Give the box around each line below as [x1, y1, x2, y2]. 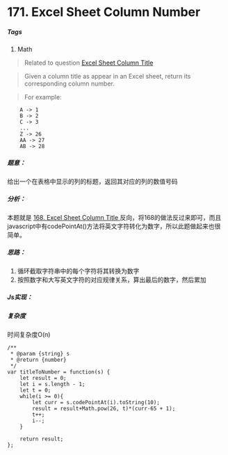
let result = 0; [19, 375, 67, 382]
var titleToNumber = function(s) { [7, 369, 111, 376]
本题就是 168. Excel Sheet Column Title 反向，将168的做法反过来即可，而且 [7, 214, 222, 222]
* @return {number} [10, 356, 67, 364]
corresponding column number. [24, 79, 115, 88]
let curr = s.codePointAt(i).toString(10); [32, 399, 160, 406]
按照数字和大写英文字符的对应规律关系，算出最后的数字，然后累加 [17, 276, 206, 284]
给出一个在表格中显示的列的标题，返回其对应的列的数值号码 [7, 177, 178, 186]
